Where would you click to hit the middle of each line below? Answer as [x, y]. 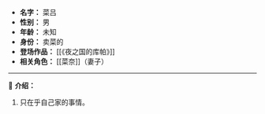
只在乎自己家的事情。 [54, 102]
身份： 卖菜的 [41, 42]
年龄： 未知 [38, 32]
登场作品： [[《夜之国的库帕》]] [67, 51]
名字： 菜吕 [38, 12]
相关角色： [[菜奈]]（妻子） [64, 61]
